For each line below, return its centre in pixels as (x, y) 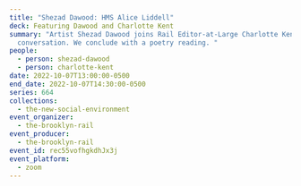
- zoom (30, 167)
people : (24, 51)
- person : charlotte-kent (66, 68)
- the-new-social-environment (73, 109)
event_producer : (39, 134)
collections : (34, 101)
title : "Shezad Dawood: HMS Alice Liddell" (92, 17)
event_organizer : (42, 117)
